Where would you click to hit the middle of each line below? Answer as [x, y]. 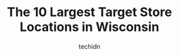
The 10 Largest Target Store [89, 12]
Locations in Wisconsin [89, 27]
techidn [89, 46]
